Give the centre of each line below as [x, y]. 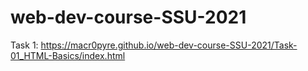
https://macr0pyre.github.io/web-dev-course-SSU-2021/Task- [169, 45]
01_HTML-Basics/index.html [68, 55]
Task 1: [24, 45]
